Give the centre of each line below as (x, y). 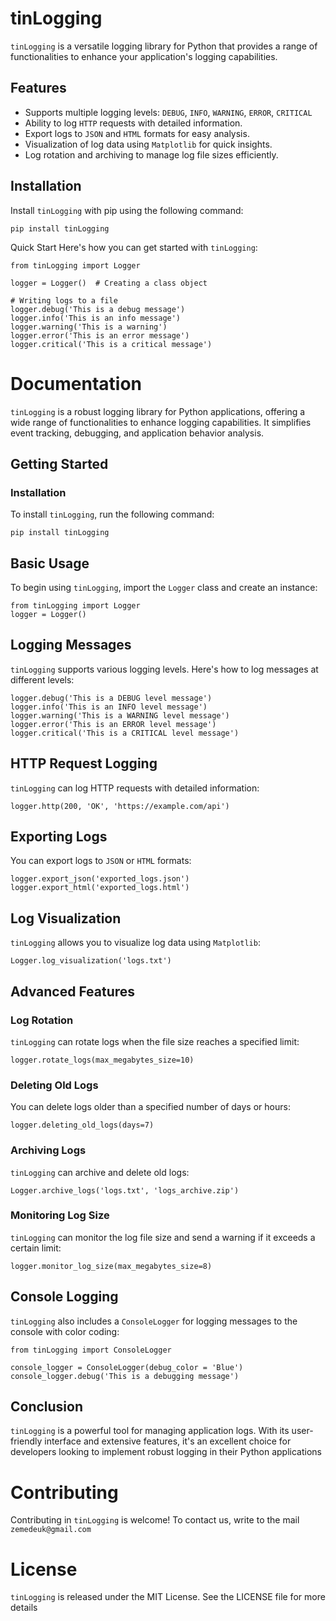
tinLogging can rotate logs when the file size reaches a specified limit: (155, 1041)
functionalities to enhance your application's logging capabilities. (144, 56)
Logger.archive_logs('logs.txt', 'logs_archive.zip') (125, 1190)
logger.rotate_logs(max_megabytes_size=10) (102, 1060)
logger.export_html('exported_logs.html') (100, 888)
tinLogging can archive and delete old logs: (100, 1172)
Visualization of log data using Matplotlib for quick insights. (148, 144)
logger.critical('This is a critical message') (111, 344)
